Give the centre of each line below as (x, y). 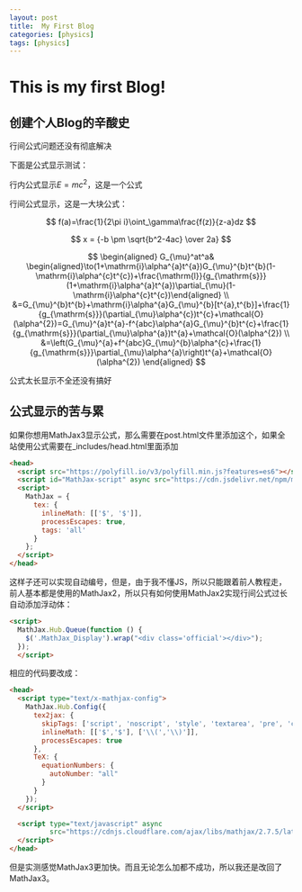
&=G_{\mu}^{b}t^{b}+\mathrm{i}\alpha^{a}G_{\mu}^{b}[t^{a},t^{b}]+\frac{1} (151, 304)
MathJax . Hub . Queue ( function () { (80, 630)
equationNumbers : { (78, 766)
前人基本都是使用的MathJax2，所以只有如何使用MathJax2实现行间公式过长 (148, 593)
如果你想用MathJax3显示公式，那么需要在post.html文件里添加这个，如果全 (147, 435)
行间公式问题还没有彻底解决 (61, 146)
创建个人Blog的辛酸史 (70, 122)
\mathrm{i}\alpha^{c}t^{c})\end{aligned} (147, 294)
